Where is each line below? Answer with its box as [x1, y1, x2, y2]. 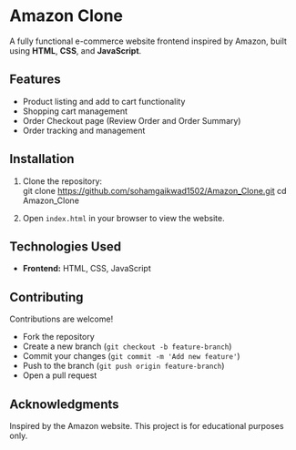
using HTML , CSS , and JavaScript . [9, 45, 142, 56]
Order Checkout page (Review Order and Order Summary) [22, 115, 241, 126]
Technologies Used [9, 239, 121, 254]
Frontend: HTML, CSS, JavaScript [22, 263, 152, 274]
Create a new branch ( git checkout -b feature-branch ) [22, 341, 232, 352]
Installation [9, 151, 75, 167]
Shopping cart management [22, 106, 128, 117]
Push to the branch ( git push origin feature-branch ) [22, 361, 225, 372]
